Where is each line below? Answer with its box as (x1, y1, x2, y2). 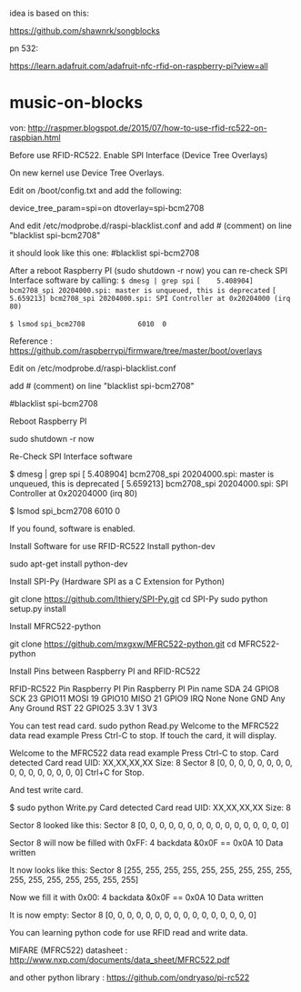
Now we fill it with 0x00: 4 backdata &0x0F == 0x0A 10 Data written (9, 891, 264, 903)
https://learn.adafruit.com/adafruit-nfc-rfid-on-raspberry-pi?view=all (9, 61, 268, 71)
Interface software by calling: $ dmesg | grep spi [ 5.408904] (9, 275, 254, 286)
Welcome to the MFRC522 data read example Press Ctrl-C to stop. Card (9, 747, 279, 758)
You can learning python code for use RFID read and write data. (9, 927, 248, 937)
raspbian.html (9, 132, 61, 143)
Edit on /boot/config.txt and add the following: (9, 185, 182, 195)
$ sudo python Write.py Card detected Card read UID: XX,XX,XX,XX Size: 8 (9, 802, 291, 813)
